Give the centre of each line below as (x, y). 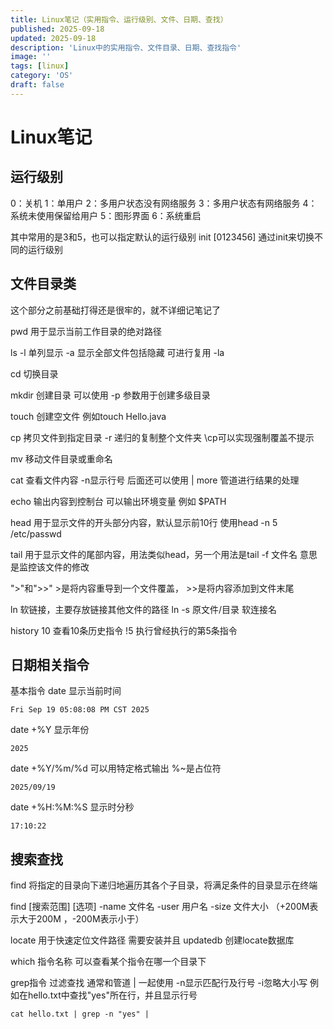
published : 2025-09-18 (57, 29)
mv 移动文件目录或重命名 (61, 458)
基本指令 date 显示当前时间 (66, 691)
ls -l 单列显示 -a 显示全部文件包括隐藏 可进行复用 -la (117, 352)
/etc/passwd (36, 533)
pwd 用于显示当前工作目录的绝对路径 (86, 331)
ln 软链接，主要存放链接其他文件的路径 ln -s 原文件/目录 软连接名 (143, 609)
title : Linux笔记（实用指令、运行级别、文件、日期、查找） (119, 19)
